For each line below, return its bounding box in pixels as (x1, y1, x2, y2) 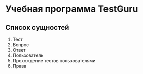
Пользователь (12, 52, 44, 58)
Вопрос (12, 42, 29, 48)
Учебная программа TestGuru (5, 3, 138, 15)
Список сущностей (5, 23, 69, 32)
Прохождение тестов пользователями (12, 58, 96, 63)
